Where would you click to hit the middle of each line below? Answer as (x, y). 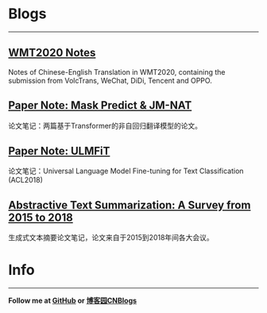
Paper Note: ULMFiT (59, 151)
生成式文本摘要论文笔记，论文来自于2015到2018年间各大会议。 (111, 238)
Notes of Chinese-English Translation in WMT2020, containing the (117, 71)
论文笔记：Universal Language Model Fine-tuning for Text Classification (126, 171)
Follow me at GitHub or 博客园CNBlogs (73, 301)
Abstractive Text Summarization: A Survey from (130, 205)
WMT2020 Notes (52, 53)
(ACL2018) (26, 180)
